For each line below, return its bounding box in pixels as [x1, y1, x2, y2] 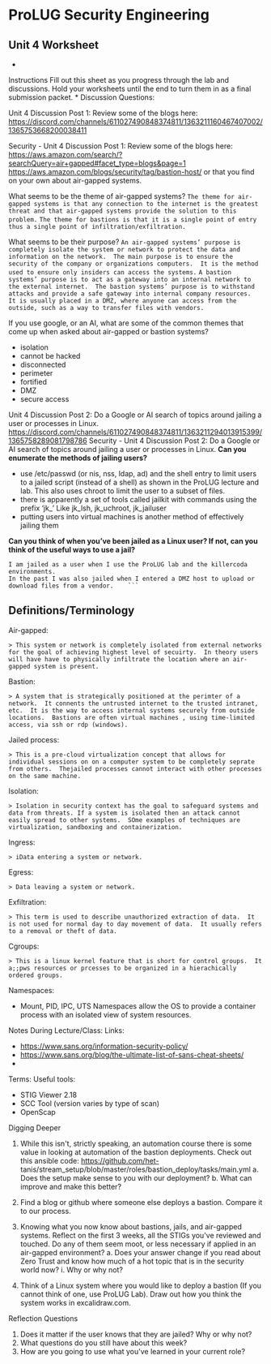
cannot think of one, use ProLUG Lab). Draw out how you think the [19, 1289, 242, 1299]
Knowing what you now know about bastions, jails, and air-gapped [19, 1221, 243, 1231]
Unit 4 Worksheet [8, 38, 100, 52]
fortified [19, 377, 47, 386]
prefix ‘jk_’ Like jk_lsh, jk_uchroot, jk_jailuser [19, 503, 167, 513]
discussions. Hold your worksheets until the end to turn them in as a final [8, 84, 252, 93]
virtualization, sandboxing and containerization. [8, 823, 183, 831]
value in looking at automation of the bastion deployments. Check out [19, 1147, 252, 1157]
